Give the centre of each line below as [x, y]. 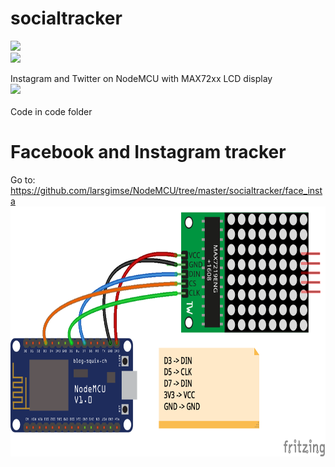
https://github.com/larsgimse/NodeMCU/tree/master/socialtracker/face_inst [166, 190]
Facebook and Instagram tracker [148, 152]
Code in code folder [51, 111]
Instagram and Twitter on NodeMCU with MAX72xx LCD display [141, 78]
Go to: [23, 179]
